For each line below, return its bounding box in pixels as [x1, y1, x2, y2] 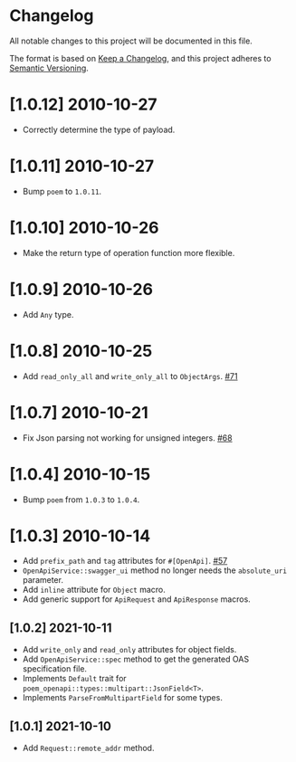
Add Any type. [22, 309, 74, 319]
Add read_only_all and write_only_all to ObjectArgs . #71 [22, 370, 238, 381]
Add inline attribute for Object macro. [22, 585, 166, 595]
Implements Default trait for [22, 673, 127, 684]
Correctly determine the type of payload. [22, 124, 176, 135]
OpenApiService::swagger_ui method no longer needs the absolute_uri [22, 565, 288, 576]
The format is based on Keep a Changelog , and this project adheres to [9, 52, 272, 63]
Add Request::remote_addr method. [22, 743, 155, 754]
